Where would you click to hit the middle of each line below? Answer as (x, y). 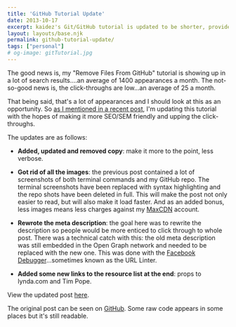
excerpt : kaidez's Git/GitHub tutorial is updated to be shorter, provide (119, 27)
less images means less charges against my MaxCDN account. (109, 209)
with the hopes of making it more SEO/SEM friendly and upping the (104, 116)
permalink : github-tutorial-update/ (61, 40)
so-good (20, 88)
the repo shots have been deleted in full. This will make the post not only (122, 194)
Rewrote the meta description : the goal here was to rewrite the (109, 222)
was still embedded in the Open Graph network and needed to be (112, 245)
